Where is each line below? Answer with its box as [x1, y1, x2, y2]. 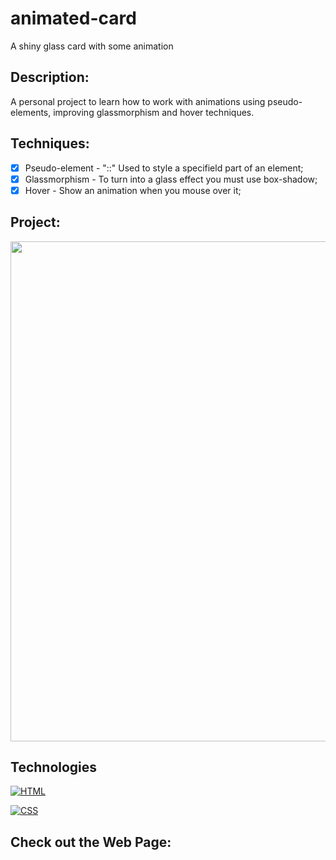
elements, [10, 106, 52, 118]
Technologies [10, 758, 98, 776]
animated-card [10, 7, 137, 30]
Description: [10, 69, 90, 86]
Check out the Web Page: [10, 833, 172, 851]
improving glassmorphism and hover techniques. [53, 106, 255, 118]
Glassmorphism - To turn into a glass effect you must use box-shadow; [24, 173, 318, 185]
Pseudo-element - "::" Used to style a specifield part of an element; [24, 162, 304, 174]
